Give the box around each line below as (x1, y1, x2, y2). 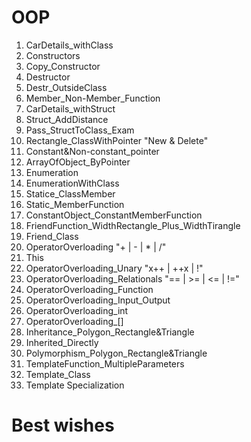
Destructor (25, 71, 71, 83)
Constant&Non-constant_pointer (25, 145, 160, 157)
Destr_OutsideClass (25, 81, 108, 93)
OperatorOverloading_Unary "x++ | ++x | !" (25, 262, 204, 274)
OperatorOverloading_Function (25, 283, 154, 295)
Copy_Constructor (25, 60, 101, 72)
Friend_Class (25, 230, 79, 242)
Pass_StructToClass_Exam (25, 124, 135, 136)
